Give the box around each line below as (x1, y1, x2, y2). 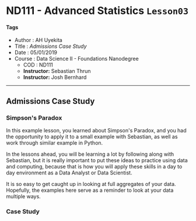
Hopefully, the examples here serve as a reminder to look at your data (6, 187, 174, 194)
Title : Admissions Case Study (14, 43, 87, 50)
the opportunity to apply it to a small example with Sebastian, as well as (6, 133, 178, 141)
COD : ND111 (23, 61, 54, 68)
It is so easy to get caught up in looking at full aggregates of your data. (6, 181, 176, 188)
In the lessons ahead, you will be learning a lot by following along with (6, 150, 174, 158)
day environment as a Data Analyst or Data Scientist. (6, 169, 132, 176)
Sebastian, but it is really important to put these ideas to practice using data (6, 157, 188, 164)
